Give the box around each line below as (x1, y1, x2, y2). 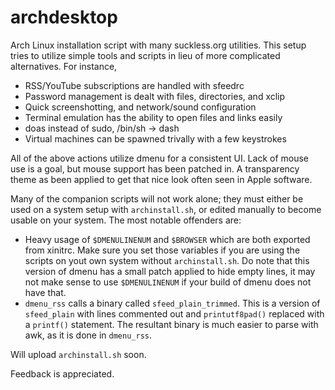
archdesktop (10, 6, 118, 29)
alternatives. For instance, (10, 60, 118, 72)
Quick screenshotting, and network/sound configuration (24, 101, 257, 113)
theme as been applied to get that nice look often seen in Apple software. (10, 173, 313, 185)
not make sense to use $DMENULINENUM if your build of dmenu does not (24, 276, 312, 288)
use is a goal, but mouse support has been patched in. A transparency (10, 162, 300, 175)
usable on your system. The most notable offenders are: (10, 214, 242, 226)
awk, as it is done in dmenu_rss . (24, 329, 153, 341)
